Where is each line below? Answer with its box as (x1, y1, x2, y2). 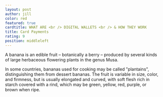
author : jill (5, 12, 32, 16)
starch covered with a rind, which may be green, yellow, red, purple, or (5, 82, 147, 87)
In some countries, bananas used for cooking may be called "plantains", (5, 66, 149, 72)
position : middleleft (5, 39, 49, 43)
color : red (5, 16, 27, 21)
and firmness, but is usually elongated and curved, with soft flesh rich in (5, 76, 150, 82)
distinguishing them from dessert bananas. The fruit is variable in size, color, (5, 71, 159, 77)
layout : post (5, 7, 32, 12)
